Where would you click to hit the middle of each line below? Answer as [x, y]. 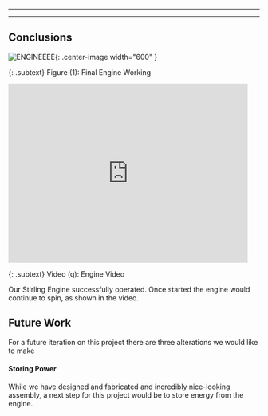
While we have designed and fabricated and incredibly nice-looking [119, 387]
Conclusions [40, 38]
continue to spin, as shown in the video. [74, 298]
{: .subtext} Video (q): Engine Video [67, 274]
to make [22, 351]
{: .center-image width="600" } [106, 57]
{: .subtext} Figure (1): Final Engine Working [80, 72]
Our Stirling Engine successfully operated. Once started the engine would [129, 289]
